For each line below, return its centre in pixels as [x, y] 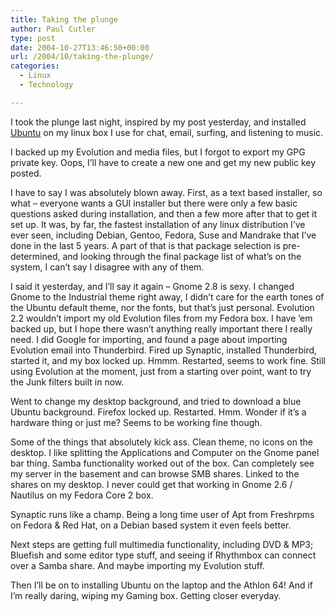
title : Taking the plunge [64, 19]
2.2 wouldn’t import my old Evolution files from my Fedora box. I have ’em [161, 318]
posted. [26, 173]
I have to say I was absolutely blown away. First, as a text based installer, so [166, 192]
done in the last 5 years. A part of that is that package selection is [145, 245]
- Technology [46, 85]
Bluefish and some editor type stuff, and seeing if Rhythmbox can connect [163, 555]
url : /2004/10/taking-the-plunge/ [82, 57]
